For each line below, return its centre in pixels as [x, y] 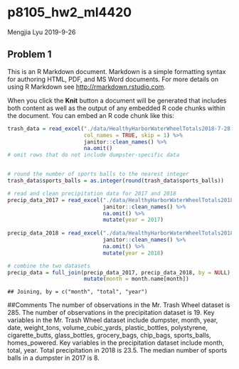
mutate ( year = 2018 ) [133, 253]
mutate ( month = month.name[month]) [137, 279]
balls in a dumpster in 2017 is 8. [53, 358]
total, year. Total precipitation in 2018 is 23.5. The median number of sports [117, 351]
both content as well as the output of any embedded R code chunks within [116, 108]
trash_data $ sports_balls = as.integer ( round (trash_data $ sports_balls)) [116, 181]
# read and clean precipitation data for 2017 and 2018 [92, 193]
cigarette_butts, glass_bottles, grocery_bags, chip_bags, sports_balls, [109, 336]
